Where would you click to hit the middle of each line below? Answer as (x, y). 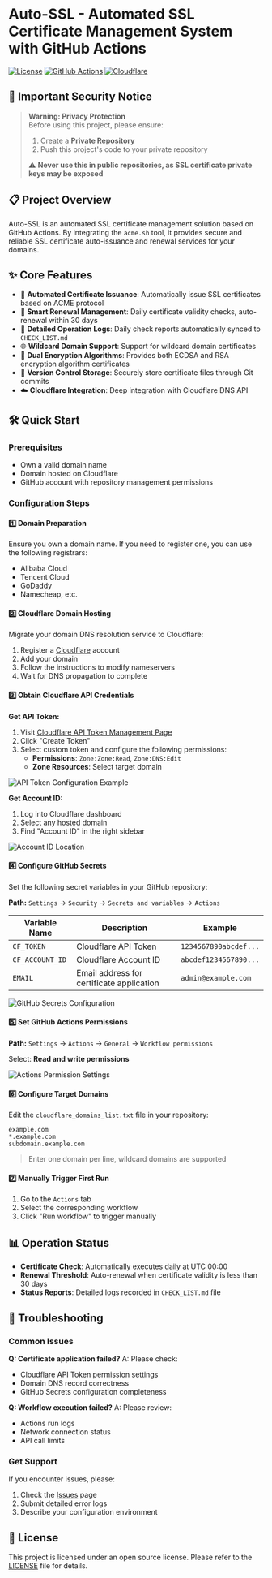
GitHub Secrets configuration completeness (93, 1391)
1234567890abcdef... (220, 946)
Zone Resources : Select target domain (97, 766)
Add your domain (49, 659)
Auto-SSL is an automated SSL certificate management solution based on (131, 223)
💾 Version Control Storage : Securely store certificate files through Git (136, 373)
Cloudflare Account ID (118, 959)
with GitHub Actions (78, 49)
